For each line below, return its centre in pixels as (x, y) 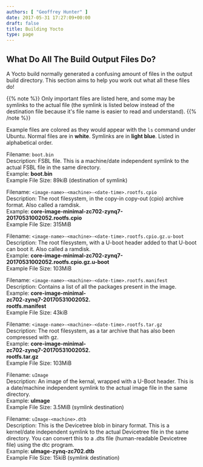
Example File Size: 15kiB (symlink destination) (63, 457)
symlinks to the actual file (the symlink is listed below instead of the (90, 105)
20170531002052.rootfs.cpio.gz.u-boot (58, 261)
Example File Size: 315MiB (39, 224)
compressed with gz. (32, 337)
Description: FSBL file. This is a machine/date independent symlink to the (98, 161)
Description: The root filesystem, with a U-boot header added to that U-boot (101, 242)
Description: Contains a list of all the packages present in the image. (92, 286)
